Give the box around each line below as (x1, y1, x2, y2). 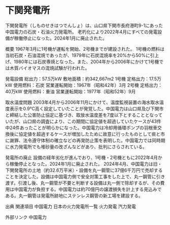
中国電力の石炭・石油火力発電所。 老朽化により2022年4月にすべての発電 (5, 28, 158, 35)
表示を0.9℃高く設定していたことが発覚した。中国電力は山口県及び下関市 (9, 105, 164, 112)
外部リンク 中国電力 (5, 214, 47, 220)
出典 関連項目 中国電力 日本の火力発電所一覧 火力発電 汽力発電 (5, 203, 136, 209)
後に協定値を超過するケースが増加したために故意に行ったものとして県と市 (9, 131, 165, 137)
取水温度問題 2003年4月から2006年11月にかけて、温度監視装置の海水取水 (5, 99, 160, 105)
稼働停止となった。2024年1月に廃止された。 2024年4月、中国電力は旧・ (9, 160, 162, 167)
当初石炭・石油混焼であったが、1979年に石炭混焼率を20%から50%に (5, 52, 151, 58)
